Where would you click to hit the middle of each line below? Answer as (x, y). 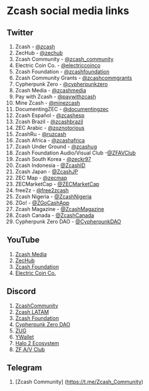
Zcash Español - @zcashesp (50, 115)
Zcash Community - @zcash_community (64, 59)
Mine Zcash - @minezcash (48, 103)
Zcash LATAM (32, 312)
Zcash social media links (68, 11)
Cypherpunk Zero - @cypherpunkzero (61, 84)
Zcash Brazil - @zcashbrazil (49, 121)
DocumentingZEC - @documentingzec (62, 109)
